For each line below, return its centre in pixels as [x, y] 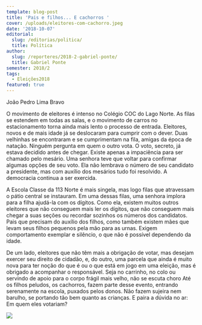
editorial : [20, 34]
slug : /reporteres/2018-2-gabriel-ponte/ [65, 57]
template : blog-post [32, 12]
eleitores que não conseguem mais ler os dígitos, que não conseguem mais [100, 209]
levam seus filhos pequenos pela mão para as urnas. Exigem [82, 228]
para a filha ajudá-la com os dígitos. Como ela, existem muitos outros [93, 202]
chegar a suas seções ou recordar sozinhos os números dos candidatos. [97, 215]
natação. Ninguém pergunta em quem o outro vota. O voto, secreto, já [94, 146]
